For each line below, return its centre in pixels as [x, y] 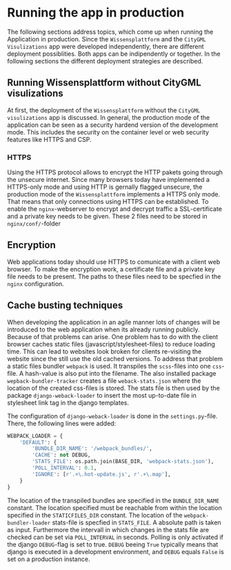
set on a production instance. [49, 559]
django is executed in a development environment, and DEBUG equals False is [115, 551]
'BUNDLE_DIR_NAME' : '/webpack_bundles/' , [92, 449]
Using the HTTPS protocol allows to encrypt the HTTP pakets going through [115, 172]
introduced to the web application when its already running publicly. [103, 329]
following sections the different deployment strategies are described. [105, 61]
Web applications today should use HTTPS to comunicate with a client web [114, 262]
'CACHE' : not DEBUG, [61, 455]
